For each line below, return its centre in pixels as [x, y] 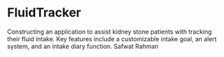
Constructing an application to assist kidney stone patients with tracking [110, 32]
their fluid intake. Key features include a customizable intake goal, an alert [112, 38]
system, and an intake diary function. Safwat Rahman [83, 46]
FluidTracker [44, 13]
